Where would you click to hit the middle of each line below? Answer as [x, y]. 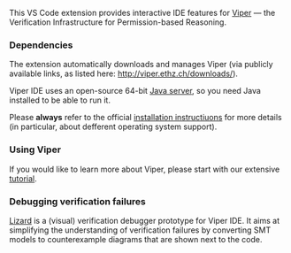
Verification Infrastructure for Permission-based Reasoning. [118, 22]
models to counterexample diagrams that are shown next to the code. [136, 239]
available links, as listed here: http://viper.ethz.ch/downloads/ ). [124, 73]
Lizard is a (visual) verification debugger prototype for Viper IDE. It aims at [145, 220]
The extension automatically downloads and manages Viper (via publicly [141, 65]
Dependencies [41, 45]
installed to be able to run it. [60, 100]
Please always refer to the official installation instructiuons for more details [145, 118]
